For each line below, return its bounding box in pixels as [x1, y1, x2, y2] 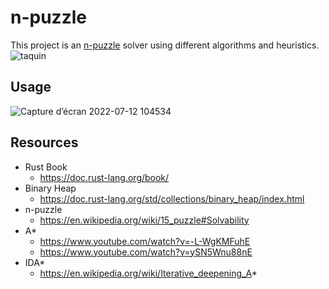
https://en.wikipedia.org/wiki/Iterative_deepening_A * [39, 267, 258, 279]
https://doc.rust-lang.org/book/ [39, 171, 170, 183]
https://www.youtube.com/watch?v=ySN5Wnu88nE [39, 246, 253, 258]
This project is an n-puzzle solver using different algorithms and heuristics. [10, 39, 320, 51]
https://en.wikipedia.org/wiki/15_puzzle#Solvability [39, 214, 250, 226]
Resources [10, 134, 79, 151]
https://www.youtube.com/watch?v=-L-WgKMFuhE [39, 235, 251, 247]
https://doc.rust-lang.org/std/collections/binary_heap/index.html [39, 192, 305, 205]
